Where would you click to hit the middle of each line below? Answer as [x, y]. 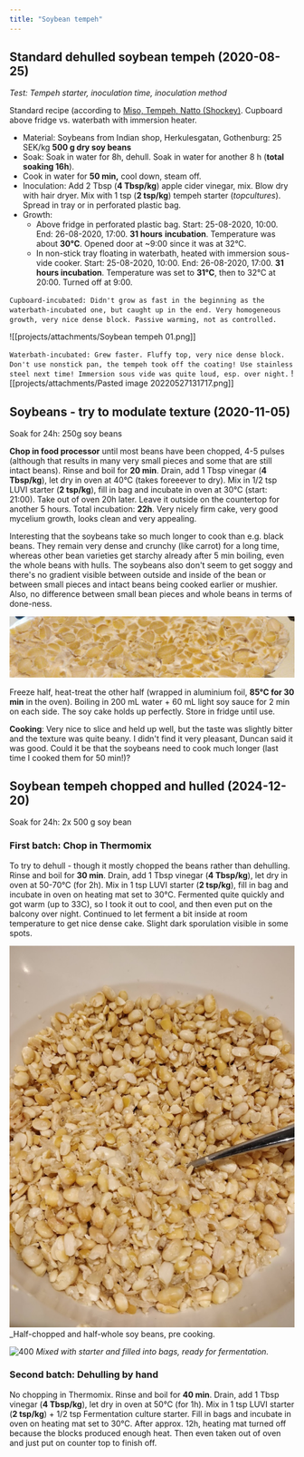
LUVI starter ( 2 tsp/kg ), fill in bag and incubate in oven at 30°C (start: [138, 490]
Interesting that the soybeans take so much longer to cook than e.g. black [147, 536]
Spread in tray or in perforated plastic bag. [102, 205]
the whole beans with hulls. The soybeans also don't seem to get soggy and [151, 565]
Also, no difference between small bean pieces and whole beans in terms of [151, 594]
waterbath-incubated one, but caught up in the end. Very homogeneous [145, 310]
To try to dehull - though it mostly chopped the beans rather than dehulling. [150, 865]
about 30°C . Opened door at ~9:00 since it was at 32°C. [141, 244]
